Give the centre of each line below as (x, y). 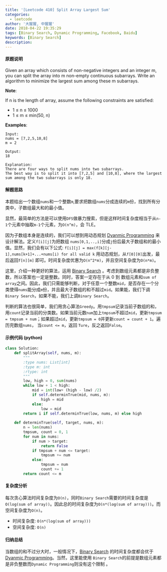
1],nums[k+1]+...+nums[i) (32, 255)
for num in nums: (41, 437)
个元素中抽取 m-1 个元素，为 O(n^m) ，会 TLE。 (53, 225)
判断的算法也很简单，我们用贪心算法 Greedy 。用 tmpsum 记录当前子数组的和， (82, 306)
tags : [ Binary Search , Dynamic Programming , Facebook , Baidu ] (71, 33)
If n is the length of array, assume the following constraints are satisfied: (79, 100)
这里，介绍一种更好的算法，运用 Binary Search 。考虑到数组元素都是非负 (80, 271)
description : (19, 42)
